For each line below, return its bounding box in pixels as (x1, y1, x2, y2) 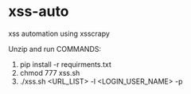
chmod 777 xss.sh (19, 68, 80, 77)
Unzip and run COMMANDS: (8, 44, 102, 53)
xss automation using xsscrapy (8, 29, 110, 38)
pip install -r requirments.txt (19, 59, 111, 69)
